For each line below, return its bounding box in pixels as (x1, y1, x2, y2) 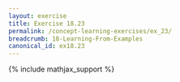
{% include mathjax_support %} (8, 64, 115, 74)
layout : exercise (8, 11, 67, 20)
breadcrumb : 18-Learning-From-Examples (8, 34, 144, 43)
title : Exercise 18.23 (8, 19, 85, 28)
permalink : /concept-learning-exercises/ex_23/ (8, 27, 173, 35)
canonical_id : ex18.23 (8, 42, 85, 50)
